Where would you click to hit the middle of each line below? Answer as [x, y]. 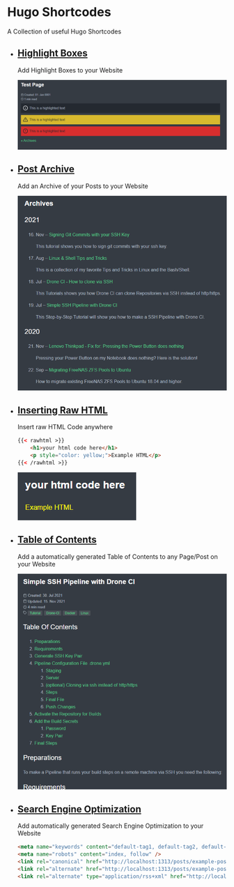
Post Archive [46, 169]
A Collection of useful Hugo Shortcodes [64, 31]
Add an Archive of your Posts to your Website [83, 186]
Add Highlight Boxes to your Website [70, 70]
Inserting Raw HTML [62, 410]
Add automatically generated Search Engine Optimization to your [110, 826]
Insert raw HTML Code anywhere [65, 427]
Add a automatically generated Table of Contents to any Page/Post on [117, 556]
